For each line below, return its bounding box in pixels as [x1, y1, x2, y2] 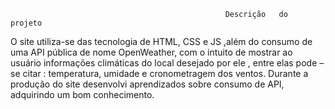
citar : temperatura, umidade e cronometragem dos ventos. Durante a [22, 68, 309, 79]
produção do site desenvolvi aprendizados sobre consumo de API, [10, 78, 285, 90]
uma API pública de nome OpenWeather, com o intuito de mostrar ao [10, 46, 293, 58]
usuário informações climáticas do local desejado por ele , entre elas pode [10, 57, 318, 69]
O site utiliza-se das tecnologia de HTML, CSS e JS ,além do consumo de [10, 36, 313, 47]
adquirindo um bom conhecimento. [10, 89, 155, 100]
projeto [10, 18, 43, 28]
